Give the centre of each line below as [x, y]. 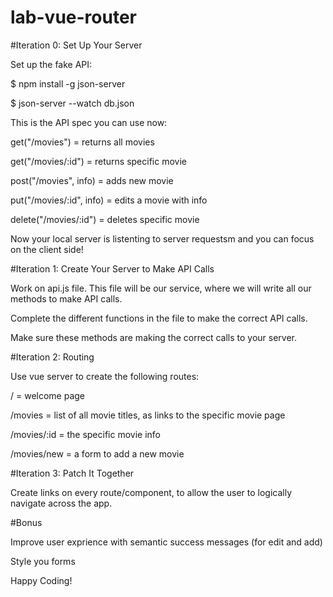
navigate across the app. [61, 503]
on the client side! [47, 249]
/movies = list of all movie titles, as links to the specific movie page [148, 415]
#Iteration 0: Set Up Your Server [76, 45]
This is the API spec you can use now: [89, 122]
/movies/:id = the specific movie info [85, 434]
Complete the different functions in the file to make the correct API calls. [159, 318]
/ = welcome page [48, 395]
